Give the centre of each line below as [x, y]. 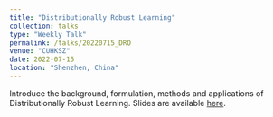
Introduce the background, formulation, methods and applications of [136, 93]
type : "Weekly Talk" [48, 34]
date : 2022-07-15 [42, 59]
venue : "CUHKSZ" [40, 51]
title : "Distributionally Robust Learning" [93, 18]
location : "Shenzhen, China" [64, 68]
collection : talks [44, 26]
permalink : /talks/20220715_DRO [70, 43]
